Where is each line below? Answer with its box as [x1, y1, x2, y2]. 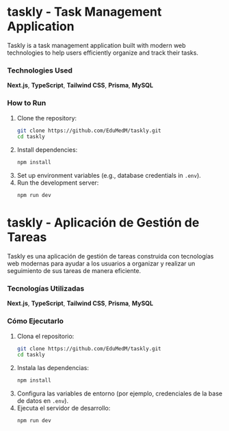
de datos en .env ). [16, 397, 69, 405]
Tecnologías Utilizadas [7, 283, 85, 293]
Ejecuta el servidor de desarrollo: [16, 404, 111, 413]
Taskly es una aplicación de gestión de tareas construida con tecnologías [7, 252, 214, 260]
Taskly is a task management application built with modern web [7, 41, 186, 49]
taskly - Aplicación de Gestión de [7, 215, 200, 231]
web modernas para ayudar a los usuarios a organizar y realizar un [7, 259, 196, 267]
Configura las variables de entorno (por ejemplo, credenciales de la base [16, 389, 223, 397]
